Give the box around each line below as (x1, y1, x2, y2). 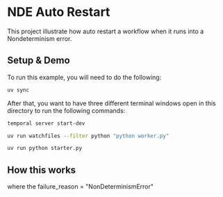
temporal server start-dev (7, 119, 85, 127)
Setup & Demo (7, 55, 71, 67)
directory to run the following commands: (7, 106, 126, 114)
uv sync (7, 86, 30, 94)
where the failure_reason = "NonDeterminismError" (7, 182, 154, 191)
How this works (7, 164, 76, 175)
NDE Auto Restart (7, 4, 110, 20)
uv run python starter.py (7, 145, 82, 152)
